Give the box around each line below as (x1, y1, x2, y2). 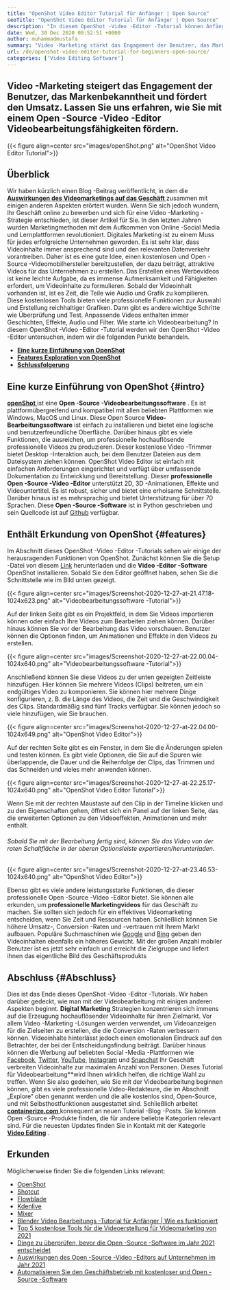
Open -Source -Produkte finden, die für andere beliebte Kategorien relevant (7, 1114, 221, 1122)
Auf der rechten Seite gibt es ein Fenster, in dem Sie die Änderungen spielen (7, 744, 223, 751)
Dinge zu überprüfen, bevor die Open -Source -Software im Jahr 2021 (16, 1238, 215, 1247)
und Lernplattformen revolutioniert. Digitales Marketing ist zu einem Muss (7, 231, 214, 239)
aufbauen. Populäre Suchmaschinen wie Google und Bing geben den (7, 930, 202, 938)
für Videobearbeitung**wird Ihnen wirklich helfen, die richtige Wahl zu (7, 1070, 205, 1079)
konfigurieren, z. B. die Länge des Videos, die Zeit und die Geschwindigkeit (7, 695, 219, 703)
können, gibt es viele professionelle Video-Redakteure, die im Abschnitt (7, 1085, 209, 1093)
